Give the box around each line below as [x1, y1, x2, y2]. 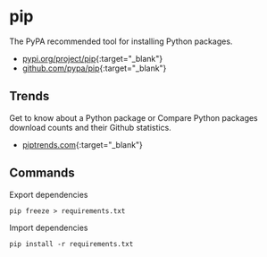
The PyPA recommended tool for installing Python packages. [9, 36, 233, 47]
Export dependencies [9, 189, 88, 200]
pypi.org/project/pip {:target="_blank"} [21, 53, 163, 64]
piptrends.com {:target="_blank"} [21, 139, 143, 150]
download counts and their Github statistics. [9, 122, 171, 133]
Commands [9, 166, 76, 181]
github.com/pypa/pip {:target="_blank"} [21, 63, 167, 73]
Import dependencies [9, 222, 88, 233]
